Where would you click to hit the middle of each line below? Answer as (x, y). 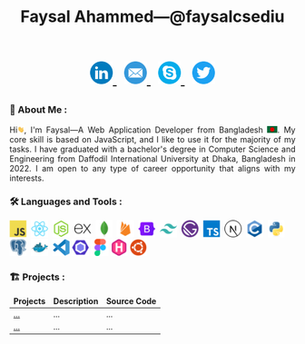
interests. (27, 178)
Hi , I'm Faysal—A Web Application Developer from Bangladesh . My (152, 130)
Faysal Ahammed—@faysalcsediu (152, 17)
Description (76, 300)
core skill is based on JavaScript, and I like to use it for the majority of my (152, 139)
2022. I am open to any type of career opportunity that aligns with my (152, 168)
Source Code (131, 300)
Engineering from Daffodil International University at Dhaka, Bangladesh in (152, 158)
